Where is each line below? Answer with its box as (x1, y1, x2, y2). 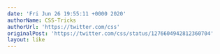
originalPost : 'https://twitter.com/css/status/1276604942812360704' (7, 29, 214, 37)
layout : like (7, 36, 45, 43)
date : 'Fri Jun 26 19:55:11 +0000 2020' (7, 10, 127, 18)
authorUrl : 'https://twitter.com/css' (7, 23, 120, 30)
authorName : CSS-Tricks (7, 17, 77, 24)
